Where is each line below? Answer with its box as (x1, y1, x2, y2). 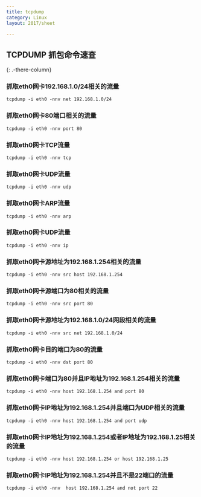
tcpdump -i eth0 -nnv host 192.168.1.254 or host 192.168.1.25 (6, 456, 169, 462)
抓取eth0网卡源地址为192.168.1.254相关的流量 (6, 258, 142, 266)
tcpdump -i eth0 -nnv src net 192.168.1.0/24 (6, 330, 123, 336)
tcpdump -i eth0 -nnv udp (6, 184, 71, 190)
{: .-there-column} (6, 66, 52, 73)
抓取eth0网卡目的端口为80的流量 (6, 345, 103, 354)
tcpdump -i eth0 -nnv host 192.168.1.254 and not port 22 (6, 485, 158, 492)
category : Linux (6, 15, 47, 21)
